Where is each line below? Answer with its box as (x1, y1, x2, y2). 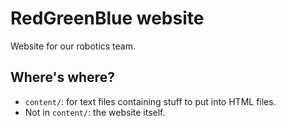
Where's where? (10, 69, 115, 86)
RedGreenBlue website (10, 7, 205, 30)
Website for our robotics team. (10, 40, 136, 52)
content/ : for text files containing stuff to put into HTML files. (24, 95, 277, 107)
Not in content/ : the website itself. (24, 106, 166, 118)
